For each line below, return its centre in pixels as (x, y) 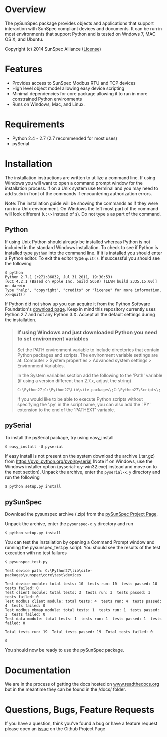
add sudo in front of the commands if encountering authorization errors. (79, 193)
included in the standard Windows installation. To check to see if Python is (82, 247)
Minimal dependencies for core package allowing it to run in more (80, 93)
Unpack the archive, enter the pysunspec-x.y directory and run (69, 524)
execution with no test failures (36, 553)
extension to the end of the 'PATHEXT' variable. (66, 410)
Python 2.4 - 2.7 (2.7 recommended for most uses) (65, 138)
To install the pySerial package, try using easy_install (59, 437)
